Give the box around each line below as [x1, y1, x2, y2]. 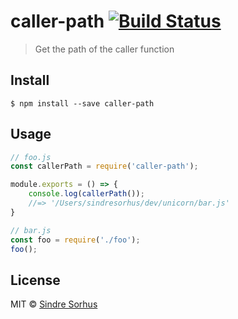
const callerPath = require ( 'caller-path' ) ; [10, 161, 199, 172]
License [10, 271, 61, 289]
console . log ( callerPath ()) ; [28, 189, 145, 199]
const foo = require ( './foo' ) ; [10, 235, 141, 245]
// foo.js [10, 152, 52, 162]
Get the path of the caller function [34, 43, 175, 55]
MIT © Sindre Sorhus [10, 298, 98, 310]
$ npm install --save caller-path [10, 98, 155, 109]
